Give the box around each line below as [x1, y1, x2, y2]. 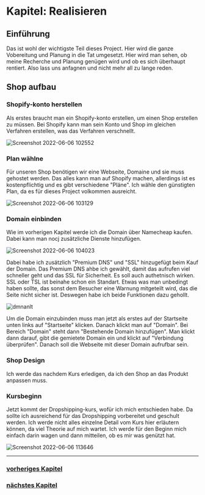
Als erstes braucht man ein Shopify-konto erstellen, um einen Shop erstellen [6, 114, 198, 122]
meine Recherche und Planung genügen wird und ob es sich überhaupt [6, 58, 185, 65]
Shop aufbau [6, 82, 57, 92]
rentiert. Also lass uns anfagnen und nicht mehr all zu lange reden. [6, 64, 173, 71]
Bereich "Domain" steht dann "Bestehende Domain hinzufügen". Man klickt [6, 328, 195, 335]
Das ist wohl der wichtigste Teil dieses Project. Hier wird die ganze [6, 45, 174, 52]
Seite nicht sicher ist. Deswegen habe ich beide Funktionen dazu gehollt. [6, 291, 189, 299]
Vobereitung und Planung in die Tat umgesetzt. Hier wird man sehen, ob [6, 51, 187, 59]
